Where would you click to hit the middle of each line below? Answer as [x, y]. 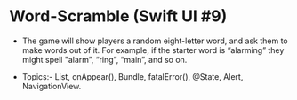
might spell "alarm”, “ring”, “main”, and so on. [104, 59]
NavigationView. [52, 86]
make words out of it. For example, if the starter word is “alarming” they [153, 50]
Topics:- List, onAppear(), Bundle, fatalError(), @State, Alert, [132, 76]
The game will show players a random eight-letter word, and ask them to [155, 41]
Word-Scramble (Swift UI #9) [118, 16]
